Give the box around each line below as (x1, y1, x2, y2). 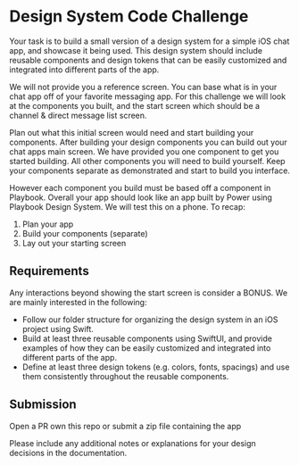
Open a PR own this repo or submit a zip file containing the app (9, 420, 242, 431)
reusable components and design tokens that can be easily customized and (9, 54, 287, 65)
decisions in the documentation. (9, 447, 128, 458)
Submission (9, 397, 78, 412)
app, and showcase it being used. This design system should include (9, 45, 263, 55)
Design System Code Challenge (9, 6, 249, 27)
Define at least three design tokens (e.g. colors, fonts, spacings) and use (21, 361, 290, 372)
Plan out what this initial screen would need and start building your (9, 127, 254, 137)
